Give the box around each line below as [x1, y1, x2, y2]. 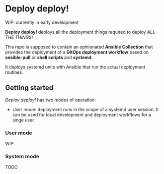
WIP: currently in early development [5, 19, 79, 25]
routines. [5, 69, 23, 75]
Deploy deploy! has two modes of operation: [5, 97, 96, 103]
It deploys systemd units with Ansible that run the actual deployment [5, 64, 146, 70]
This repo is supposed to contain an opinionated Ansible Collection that [5, 44, 153, 50]
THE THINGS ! [5, 34, 33, 40]
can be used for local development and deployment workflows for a [12, 112, 152, 117]
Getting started [5, 84, 54, 92]
